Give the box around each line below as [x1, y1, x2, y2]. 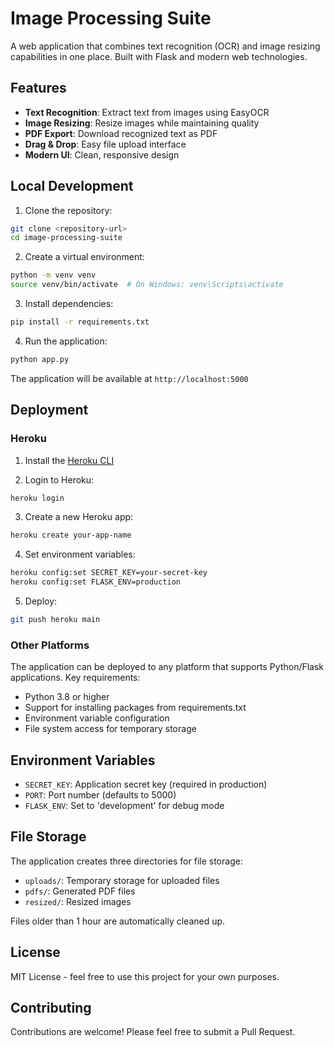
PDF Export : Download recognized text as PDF [24, 127, 218, 139]
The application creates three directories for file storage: [10, 855, 243, 867]
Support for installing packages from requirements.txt [24, 702, 247, 714]
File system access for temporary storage [24, 723, 197, 735]
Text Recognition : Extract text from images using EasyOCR [24, 106, 270, 118]
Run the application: [24, 335, 108, 347]
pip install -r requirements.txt [10, 317, 150, 327]
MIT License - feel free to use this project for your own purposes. [10, 970, 280, 982]
